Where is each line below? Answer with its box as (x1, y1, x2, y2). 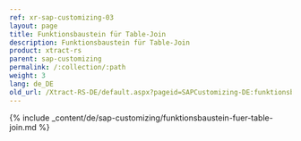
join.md (9, 121, 38, 132)
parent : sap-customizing (9, 54, 102, 63)
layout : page (9, 21, 58, 30)
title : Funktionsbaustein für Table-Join (9, 29, 167, 38)
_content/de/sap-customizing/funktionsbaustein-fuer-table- (51, 112, 273, 123)
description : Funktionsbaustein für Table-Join (9, 37, 191, 47)
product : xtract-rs (9, 46, 82, 55)
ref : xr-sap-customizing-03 (9, 12, 115, 22)
